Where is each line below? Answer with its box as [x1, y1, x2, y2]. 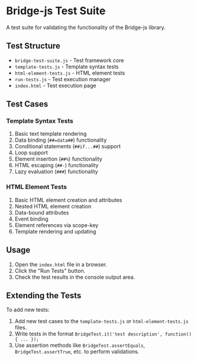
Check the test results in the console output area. [14, 273, 135, 280]
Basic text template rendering [14, 130, 87, 138]
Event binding [14, 215, 49, 222]
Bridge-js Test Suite [6, 4, 106, 18]
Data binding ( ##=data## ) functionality [14, 136, 107, 143]
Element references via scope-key [14, 221, 99, 229]
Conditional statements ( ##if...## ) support [14, 143, 121, 150]
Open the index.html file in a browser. [14, 261, 108, 268]
